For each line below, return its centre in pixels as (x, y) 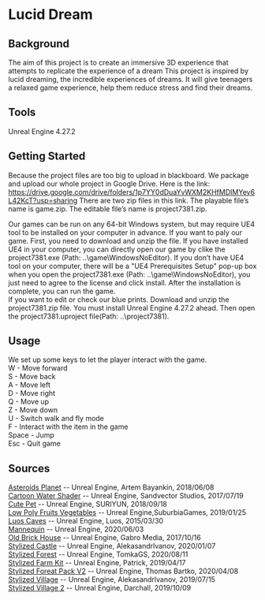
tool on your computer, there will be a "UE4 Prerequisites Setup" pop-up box (132, 266)
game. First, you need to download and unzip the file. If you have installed (128, 240)
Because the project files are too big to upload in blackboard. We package (129, 175)
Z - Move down (33, 410)
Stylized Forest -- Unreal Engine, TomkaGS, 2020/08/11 (98, 554)
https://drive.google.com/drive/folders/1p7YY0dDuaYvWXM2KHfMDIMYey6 (131, 192)
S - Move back (32, 377)
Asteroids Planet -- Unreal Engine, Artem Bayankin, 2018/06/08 (111, 487)
